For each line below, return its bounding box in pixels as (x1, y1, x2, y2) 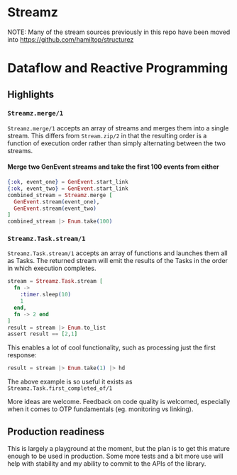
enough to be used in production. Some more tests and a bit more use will (7, 452, 224, 460)
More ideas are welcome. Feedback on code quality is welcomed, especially (7, 398, 231, 406)
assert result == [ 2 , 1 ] (7, 330, 78, 337)
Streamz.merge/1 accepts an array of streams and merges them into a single (7, 123, 229, 132)
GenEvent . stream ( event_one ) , (13, 198, 100, 206)
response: (7, 351, 37, 359)
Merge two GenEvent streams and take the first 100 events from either (7, 162, 219, 171)
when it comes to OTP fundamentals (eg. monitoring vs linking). (7, 405, 194, 413)
